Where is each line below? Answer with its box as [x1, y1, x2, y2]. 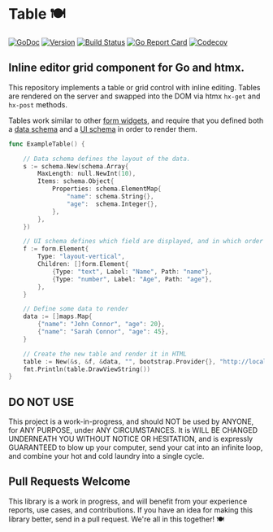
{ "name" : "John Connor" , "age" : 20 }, [37, 321, 165, 329]
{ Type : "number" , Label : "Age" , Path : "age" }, [51, 275, 213, 283]
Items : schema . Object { [37, 177, 115, 185]
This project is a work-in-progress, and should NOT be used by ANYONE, [8, 416, 254, 426]
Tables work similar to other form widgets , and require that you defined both [8, 116, 264, 125]
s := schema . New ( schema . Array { [23, 162, 129, 170]
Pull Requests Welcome [8, 475, 131, 489]
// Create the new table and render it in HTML [23, 350, 187, 358]
